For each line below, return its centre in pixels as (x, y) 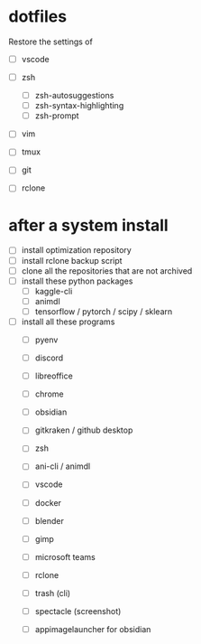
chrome (49, 394)
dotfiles (38, 17)
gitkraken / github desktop (84, 430)
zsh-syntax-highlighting (79, 106)
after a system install (88, 225)
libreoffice (54, 376)
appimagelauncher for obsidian (93, 629)
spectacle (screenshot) (78, 611)
